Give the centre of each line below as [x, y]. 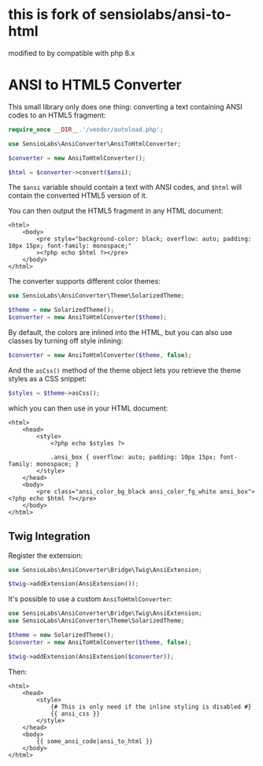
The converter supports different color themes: [85, 281]
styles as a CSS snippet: [48, 378]
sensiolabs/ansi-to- [165, 15]
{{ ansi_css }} [75, 714]
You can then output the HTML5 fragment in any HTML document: [116, 211]
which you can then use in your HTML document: [88, 408]
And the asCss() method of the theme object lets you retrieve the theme [125, 370]
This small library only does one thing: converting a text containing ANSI [125, 106]
